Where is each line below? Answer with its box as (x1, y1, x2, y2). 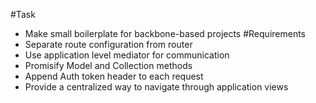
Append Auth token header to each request (24, 70, 204, 82)
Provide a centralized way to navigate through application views (24, 81, 289, 93)
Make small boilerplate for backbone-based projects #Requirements (24, 28, 307, 39)
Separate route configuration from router (24, 39, 193, 50)
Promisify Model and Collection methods (24, 60, 193, 71)
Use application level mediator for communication (24, 49, 230, 61)
